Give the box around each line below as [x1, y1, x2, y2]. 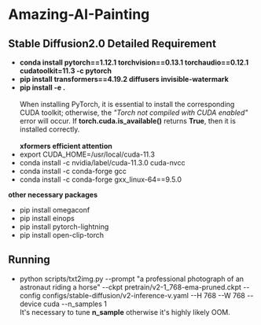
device [19, 299, 42, 308]
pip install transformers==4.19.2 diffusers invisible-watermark [19, 75, 230, 83]
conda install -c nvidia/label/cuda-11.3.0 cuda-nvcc [19, 158, 186, 167]
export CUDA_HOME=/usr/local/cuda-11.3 [19, 150, 156, 159]
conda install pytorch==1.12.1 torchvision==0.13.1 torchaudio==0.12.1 [19, 57, 249, 67]
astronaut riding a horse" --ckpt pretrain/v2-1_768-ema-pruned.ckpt [19, 282, 242, 292]
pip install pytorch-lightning [19, 222, 109, 231]
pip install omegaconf [19, 205, 90, 214]
